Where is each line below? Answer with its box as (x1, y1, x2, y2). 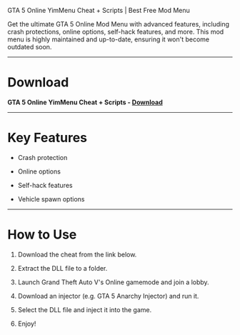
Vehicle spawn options (17, 194, 85, 203)
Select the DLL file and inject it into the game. (17, 305, 152, 314)
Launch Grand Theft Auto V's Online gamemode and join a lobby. (17, 278, 209, 286)
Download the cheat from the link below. (17, 250, 137, 259)
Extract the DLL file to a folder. (17, 264, 108, 272)
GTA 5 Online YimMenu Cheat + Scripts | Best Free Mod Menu (7, 6, 191, 14)
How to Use (7, 226, 77, 243)
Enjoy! (17, 319, 36, 328)
